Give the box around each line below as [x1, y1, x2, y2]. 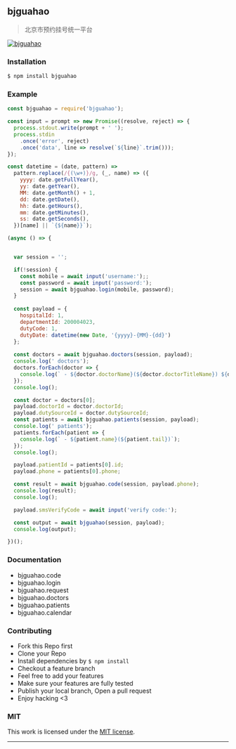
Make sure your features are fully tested [17, 679, 133, 687]
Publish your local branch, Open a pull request [17, 686, 152, 695]
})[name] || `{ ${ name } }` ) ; [13, 222, 93, 229]
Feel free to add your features [17, 671, 104, 680]
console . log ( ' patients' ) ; [13, 423, 93, 430]
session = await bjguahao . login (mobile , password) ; [20, 286, 174, 293]
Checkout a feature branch [17, 664, 96, 672]
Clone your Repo [17, 649, 67, 658]
